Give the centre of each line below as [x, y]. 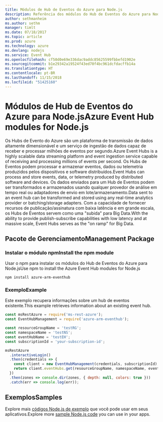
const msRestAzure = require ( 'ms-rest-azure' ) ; [54, 315]
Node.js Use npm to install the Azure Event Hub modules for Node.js [73, 268]
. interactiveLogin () [30, 355]
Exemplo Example [26, 290]
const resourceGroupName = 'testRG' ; [43, 328]
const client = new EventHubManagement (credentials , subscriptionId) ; [87, 364]
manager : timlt [20, 28]
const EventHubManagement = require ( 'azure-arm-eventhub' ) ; [67, 319]
